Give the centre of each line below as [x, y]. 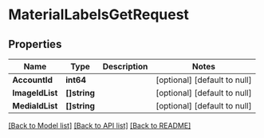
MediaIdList [35, 106]
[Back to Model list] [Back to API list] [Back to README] [100, 126]
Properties [35, 44]
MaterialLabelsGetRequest [99, 15]
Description [125, 67]
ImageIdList [35, 93]
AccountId [33, 80]
